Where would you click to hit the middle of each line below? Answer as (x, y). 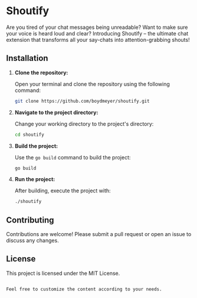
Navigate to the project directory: (56, 112)
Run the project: (35, 179)
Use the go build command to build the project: (73, 157)
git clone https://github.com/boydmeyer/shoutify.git (82, 101)
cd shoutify (29, 135)
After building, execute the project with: (63, 191)
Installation (27, 58)
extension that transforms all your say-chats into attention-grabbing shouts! (98, 40)
